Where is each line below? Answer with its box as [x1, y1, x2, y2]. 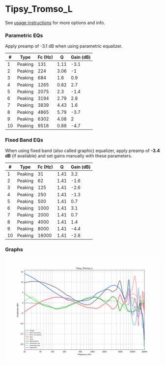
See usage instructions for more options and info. [5, 20, 106, 26]
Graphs [5, 246, 23, 253]
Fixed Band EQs [5, 136, 43, 143]
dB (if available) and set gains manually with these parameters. [5, 153, 133, 159]
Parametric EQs [5, 32, 43, 39]
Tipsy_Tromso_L [5, 3, 73, 15]
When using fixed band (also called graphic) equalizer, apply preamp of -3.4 [5, 148, 161, 153]
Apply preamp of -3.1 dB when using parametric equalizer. [5, 43, 123, 49]
